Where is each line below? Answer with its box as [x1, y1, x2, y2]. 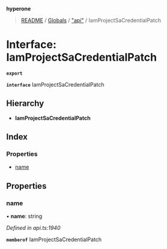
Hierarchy [6, 99, 44, 109]
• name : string [6, 213, 43, 220]
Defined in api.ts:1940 [6, 224, 61, 232]
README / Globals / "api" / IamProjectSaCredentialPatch [20, 17, 161, 23]
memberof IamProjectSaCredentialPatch [6, 236, 102, 243]
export [6, 70, 23, 76]
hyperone [6, 5, 31, 12]
